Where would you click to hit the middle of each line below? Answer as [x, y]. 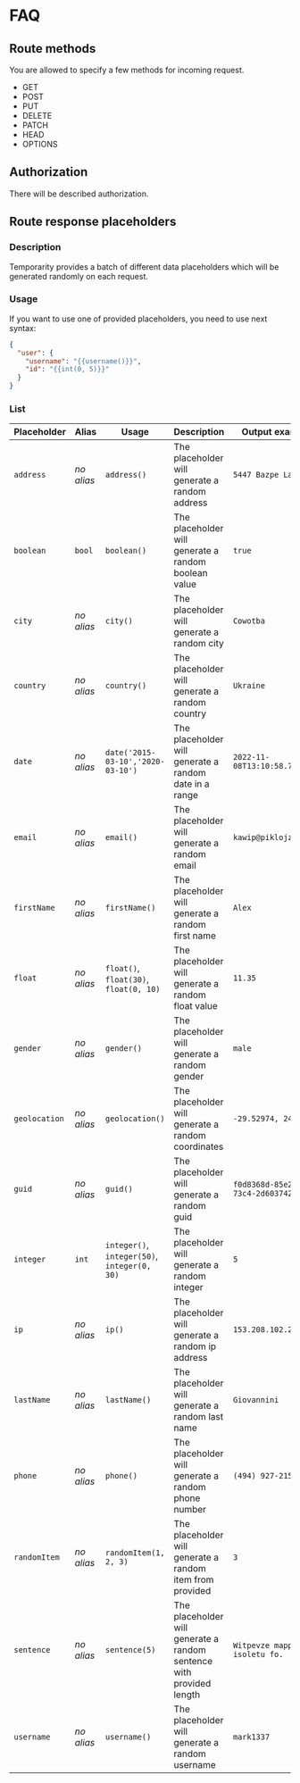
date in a [192, 784]
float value [196, 1006]
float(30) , [128, 979]
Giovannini [256, 1400]
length [187, 1695]
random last [199, 1417]
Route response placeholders [93, 222]
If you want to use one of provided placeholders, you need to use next [138, 319]
